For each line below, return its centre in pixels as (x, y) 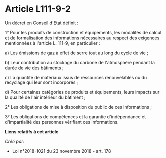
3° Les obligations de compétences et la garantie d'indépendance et (76, 117)
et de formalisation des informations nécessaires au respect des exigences (82, 38)
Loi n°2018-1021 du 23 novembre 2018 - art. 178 (62, 151)
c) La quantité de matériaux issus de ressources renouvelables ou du (76, 77)
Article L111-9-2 (38, 9)
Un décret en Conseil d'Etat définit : (42, 23)
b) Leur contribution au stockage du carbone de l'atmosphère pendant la (80, 62)
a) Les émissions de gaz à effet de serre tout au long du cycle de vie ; (77, 53)
